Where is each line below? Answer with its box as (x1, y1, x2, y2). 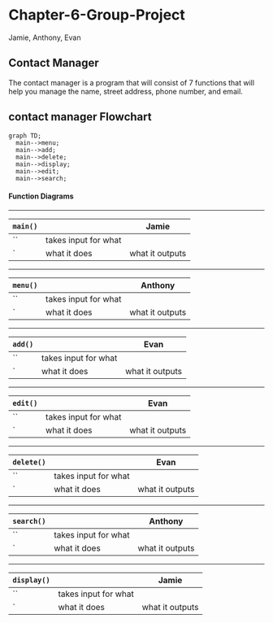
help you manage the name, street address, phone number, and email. (8, 86, 244, 96)
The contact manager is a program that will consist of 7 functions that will (8, 77, 254, 87)
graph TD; (8, 132, 42, 140)
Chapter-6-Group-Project (8, 6, 185, 24)
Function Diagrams (8, 191, 75, 201)
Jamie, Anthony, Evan (8, 33, 81, 42)
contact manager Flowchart (8, 110, 152, 124)
